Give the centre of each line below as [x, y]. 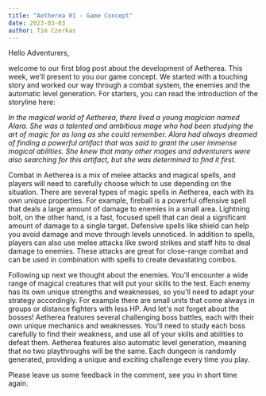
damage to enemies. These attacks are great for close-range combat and [128, 251]
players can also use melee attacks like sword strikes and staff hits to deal [130, 243]
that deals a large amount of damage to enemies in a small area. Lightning [129, 209]
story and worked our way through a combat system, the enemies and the [129, 85]
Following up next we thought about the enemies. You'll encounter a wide [128, 275]
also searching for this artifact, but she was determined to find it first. [122, 160]
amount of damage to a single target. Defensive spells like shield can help [129, 226]
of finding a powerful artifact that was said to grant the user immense [123, 143]
